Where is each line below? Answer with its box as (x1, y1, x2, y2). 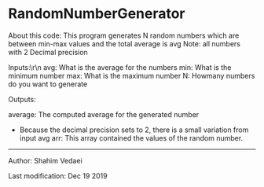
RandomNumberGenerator (8, 5, 186, 23)
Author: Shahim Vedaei (8, 156, 82, 165)
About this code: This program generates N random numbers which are (8, 31, 240, 40)
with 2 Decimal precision (8, 47, 88, 57)
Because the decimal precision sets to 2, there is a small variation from (19, 125, 249, 134)
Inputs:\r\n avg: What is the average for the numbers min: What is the (8, 62, 232, 71)
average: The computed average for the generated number (8, 109, 200, 119)
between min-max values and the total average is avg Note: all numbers (8, 38, 241, 48)
